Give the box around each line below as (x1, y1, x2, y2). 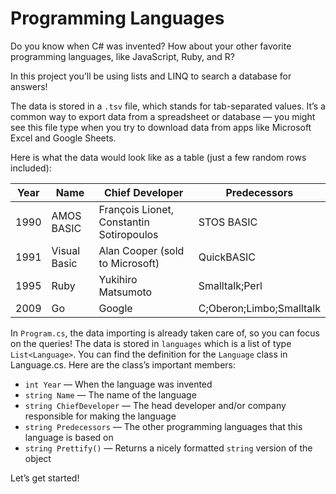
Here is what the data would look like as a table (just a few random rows (10, 151, 307, 163)
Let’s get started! (10, 472, 80, 484)
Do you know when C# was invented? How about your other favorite (10, 40, 292, 52)
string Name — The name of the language (24, 388, 197, 401)
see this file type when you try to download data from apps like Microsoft (10, 121, 312, 133)
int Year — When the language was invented (24, 378, 213, 390)
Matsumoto (98, 285, 153, 299)
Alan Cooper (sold (98, 243, 185, 257)
